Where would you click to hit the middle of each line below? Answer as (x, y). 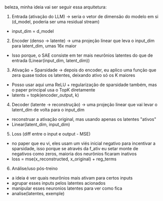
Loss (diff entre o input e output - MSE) (51, 134)
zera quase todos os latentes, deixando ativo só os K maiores (73, 75)
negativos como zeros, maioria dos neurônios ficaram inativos (74, 154)
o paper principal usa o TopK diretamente (53, 90)
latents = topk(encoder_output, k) (45, 95)
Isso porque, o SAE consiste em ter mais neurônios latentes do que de (82, 55)
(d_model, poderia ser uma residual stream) (55, 22)
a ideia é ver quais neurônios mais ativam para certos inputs (72, 178)
